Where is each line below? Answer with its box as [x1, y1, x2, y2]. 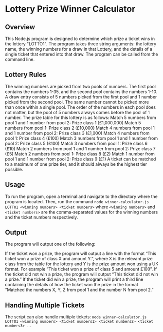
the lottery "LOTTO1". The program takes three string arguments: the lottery [5, 41, 157, 47]
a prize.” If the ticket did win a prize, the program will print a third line [5, 276, 144, 282]
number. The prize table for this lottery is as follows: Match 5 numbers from [5, 115, 157, 120]
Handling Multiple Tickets [5, 301, 85, 309]
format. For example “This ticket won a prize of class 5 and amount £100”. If [5, 266, 157, 272]
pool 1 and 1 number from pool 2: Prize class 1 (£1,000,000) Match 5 [5, 119, 141, 125]
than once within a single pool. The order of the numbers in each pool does [5, 104, 156, 110]
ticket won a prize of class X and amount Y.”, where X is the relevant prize [5, 256, 153, 262]
